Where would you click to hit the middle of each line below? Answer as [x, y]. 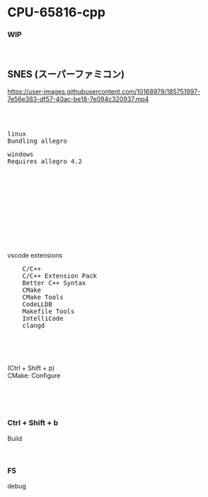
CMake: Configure [34, 376]
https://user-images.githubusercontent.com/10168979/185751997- [104, 92]
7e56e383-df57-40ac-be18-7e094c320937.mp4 [78, 99]
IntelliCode [43, 319]
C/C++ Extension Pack [60, 276]
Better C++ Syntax [54, 283]
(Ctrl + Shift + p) [31, 368]
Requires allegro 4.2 [45, 162]
